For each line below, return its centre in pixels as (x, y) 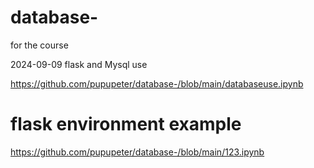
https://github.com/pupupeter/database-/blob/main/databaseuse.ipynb (157, 83)
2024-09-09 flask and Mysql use (79, 64)
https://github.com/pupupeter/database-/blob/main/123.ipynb (137, 152)
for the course (39, 45)
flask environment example (126, 124)
